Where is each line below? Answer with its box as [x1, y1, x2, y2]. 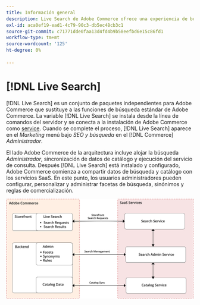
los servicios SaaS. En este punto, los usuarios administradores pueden [6, 174, 182, 181]
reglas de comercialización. [6, 187, 74, 194]
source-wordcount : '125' [6, 41, 68, 47]
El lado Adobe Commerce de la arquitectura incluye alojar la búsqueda [6, 149, 179, 156]
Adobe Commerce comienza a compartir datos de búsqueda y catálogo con [6, 168, 193, 175]
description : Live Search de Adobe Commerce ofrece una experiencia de [6, 15, 187, 22]
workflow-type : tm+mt [6, 34, 60, 41]
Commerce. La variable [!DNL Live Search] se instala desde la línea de [6, 112, 179, 119]
